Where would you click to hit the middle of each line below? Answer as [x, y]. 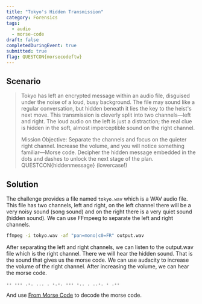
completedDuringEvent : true [42, 46]
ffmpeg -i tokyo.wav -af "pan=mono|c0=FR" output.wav [75, 236]
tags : [13, 23]
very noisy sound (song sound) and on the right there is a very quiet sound [99, 212]
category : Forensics [32, 18]
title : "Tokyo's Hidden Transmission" [55, 12]
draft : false [23, 40]
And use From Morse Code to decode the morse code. [74, 295]
